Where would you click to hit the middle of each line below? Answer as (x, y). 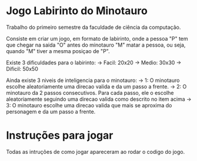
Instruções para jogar (60, 135)
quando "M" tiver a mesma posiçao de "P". (58, 51)
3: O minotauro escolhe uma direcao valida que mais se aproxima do (89, 105)
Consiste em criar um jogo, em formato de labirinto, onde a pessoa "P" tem (97, 38)
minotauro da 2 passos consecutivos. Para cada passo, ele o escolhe (90, 93)
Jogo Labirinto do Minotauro (77, 11)
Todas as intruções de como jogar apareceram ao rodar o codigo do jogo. (96, 152)
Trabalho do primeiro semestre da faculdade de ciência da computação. (94, 27)
